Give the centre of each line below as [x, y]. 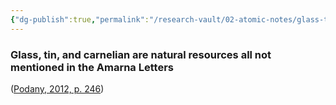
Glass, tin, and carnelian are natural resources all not [141, 54]
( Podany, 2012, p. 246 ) [57, 88]
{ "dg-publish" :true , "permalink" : [80, 19]
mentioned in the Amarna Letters [92, 67]
